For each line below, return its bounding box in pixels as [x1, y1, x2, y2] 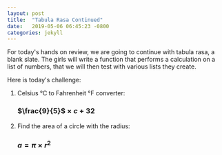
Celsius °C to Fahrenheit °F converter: [17, 89, 125, 97]
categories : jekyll [7, 29, 63, 36]
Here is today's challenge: [7, 76, 81, 84]
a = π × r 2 [17, 139, 52, 150]
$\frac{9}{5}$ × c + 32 [17, 106, 95, 116]
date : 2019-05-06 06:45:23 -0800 [7, 23, 110, 29]
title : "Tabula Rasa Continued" [7, 16, 103, 23]
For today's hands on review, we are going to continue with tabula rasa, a [7, 48, 215, 56]
